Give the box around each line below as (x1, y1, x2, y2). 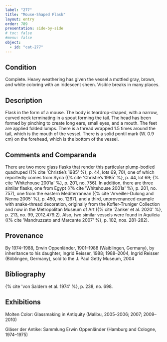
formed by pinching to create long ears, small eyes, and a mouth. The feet (5, 120, 157, 126)
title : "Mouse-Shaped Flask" (5, 12, 66, 17)
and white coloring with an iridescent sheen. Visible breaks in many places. (5, 82, 160, 88)
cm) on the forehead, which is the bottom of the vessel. (5, 136, 119, 142)
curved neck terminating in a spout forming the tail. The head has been (5, 115, 151, 121)
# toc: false (5, 31, 32, 36)
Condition (5, 63, 36, 72)
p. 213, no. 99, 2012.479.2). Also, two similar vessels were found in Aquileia (5, 212, 160, 218)
